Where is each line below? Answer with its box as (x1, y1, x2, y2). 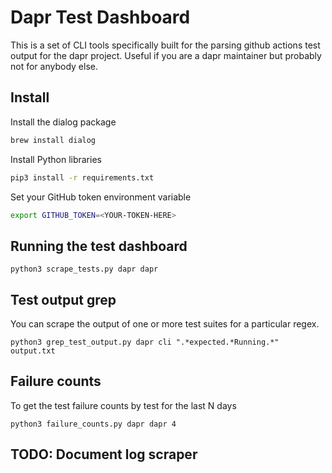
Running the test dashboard (10, 237, 188, 255)
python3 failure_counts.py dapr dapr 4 (10, 419, 177, 429)
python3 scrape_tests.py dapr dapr (10, 264, 159, 275)
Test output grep (10, 291, 117, 308)
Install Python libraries (10, 153, 102, 165)
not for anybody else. (10, 60, 98, 72)
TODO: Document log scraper (10, 446, 198, 463)
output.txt (10, 346, 56, 356)
